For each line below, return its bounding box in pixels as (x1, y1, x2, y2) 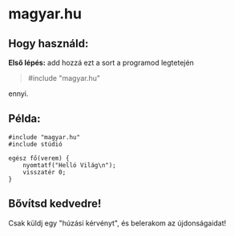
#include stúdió (8, 140, 63, 148)
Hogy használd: (8, 37, 89, 50)
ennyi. (8, 89, 29, 98)
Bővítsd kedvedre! (8, 197, 102, 210)
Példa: (8, 112, 42, 126)
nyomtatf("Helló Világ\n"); (22, 161, 116, 169)
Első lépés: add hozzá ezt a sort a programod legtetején (8, 58, 195, 67)
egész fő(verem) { (8, 154, 70, 162)
